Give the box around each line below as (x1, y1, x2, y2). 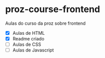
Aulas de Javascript (12, 47, 54, 53)
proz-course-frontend (5, 4, 100, 15)
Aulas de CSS (12, 41, 41, 47)
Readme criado (12, 36, 44, 41)
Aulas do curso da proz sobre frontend (5, 20, 86, 26)
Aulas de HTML (12, 30, 45, 36)
